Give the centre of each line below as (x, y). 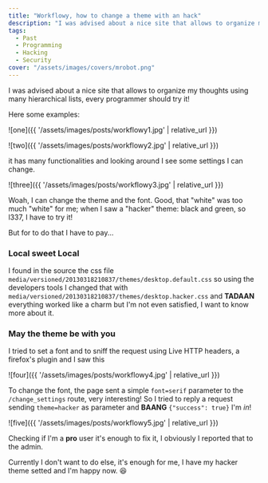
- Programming (39, 46)
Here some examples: (44, 114)
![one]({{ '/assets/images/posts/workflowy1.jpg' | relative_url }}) (113, 129)
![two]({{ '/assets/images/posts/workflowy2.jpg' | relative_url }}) (114, 145)
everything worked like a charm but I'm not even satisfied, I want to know (128, 305)
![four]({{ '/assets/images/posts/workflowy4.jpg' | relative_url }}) (114, 375)
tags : (17, 30)
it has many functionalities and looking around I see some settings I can (126, 160)
